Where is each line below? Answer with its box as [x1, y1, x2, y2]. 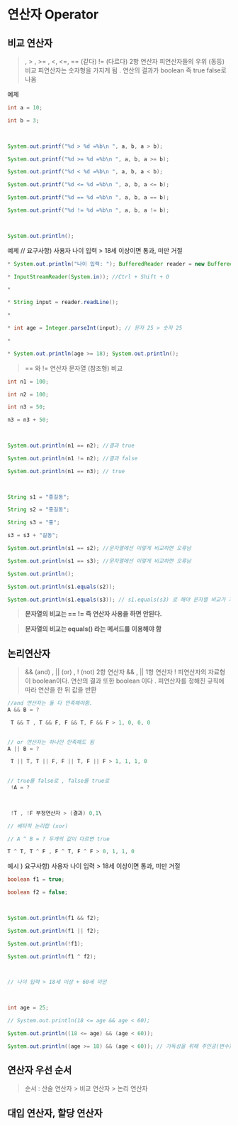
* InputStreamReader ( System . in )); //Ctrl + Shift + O [7, 273, 170, 281]
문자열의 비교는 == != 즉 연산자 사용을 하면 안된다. [24, 610, 162, 618]
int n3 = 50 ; [7, 404, 46, 411]
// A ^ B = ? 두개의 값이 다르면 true [7, 835, 110, 843]
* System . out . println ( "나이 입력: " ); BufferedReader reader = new [7, 260, 205, 267]
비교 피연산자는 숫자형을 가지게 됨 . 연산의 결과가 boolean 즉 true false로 [24, 66, 227, 75]
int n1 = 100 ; [7, 378, 50, 385]
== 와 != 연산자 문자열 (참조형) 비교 [24, 364, 123, 372]
